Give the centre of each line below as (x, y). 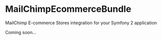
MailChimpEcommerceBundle (68, 9)
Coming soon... (21, 32)
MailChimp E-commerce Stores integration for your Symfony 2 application (81, 23)
